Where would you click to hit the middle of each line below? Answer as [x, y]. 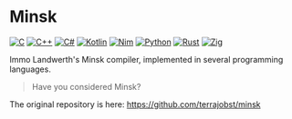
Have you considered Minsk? [86, 86]
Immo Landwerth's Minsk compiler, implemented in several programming [146, 59]
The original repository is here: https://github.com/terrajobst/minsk [136, 104]
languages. [31, 69]
